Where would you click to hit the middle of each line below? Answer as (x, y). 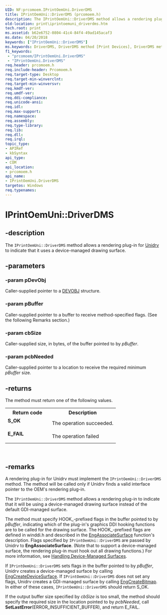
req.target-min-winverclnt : (34, 79)
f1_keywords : (19, 51)
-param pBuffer (24, 304)
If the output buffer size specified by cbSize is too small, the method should (83, 596)
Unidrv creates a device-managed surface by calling (59, 571)
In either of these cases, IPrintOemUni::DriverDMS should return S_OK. (77, 587)
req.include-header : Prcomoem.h (39, 70)
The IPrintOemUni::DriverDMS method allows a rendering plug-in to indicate (83, 499)
